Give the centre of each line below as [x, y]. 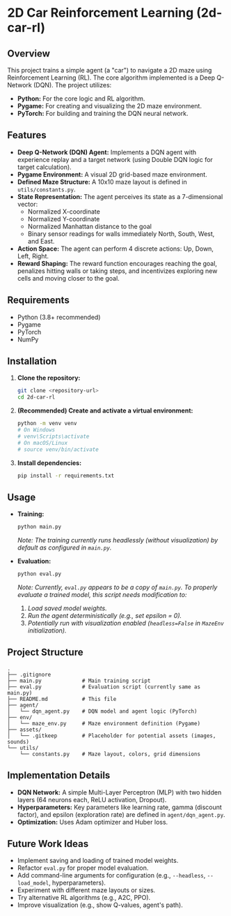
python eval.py [39, 574]
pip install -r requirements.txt [66, 475]
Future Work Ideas [48, 844]
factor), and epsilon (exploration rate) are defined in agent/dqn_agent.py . [121, 814]
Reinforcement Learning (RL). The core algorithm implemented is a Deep [111, 77]
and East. [41, 241]
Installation [32, 361]
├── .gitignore [29, 674]
